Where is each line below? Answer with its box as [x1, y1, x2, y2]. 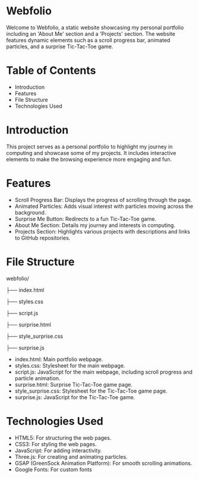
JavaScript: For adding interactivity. [14, 447, 102, 454]
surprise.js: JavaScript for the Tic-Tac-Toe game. [14, 393, 135, 400]
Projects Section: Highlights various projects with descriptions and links [14, 228, 190, 235]
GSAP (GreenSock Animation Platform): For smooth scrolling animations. [14, 459, 192, 466]
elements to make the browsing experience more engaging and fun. [6, 155, 172, 163]
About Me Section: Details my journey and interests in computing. [14, 222, 176, 229]
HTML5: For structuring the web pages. [14, 434, 112, 441]
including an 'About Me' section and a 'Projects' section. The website [6, 30, 175, 37]
